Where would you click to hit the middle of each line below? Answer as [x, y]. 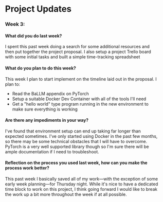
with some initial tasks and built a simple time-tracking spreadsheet [72, 57]
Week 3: [15, 24]
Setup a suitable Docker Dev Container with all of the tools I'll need [79, 99]
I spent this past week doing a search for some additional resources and [77, 47]
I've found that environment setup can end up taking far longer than [73, 131]
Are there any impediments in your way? [47, 120]
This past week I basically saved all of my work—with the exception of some [81, 179]
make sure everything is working [45, 109]
